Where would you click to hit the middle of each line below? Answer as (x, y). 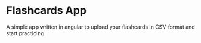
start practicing (25, 33)
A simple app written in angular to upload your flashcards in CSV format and (101, 27)
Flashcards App (47, 10)
